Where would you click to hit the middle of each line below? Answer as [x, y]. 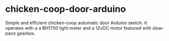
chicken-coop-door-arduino [66, 9]
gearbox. [26, 33]
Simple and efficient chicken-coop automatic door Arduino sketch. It [76, 23]
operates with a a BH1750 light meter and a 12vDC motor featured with [78, 28]
